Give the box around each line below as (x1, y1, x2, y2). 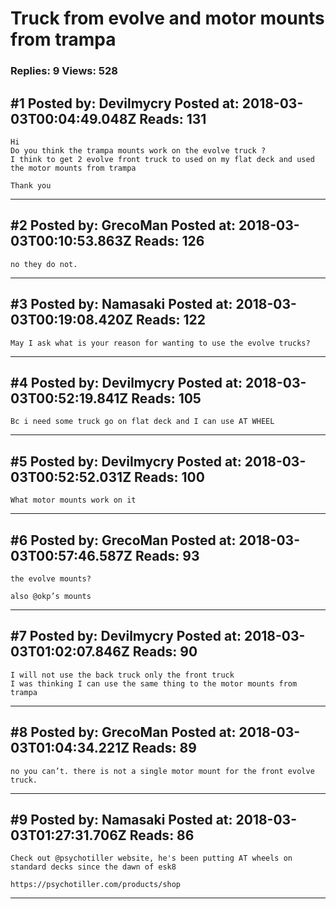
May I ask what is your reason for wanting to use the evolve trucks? (10, 338, 311, 348)
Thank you (10, 180, 52, 191)
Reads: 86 (129, 827, 195, 844)
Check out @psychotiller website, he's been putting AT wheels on (10, 853, 293, 864)
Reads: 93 (134, 547, 200, 564)
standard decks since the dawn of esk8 (10, 862, 177, 872)
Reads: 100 (134, 468, 205, 486)
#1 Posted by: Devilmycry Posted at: (10, 95, 240, 112)
